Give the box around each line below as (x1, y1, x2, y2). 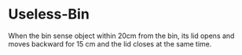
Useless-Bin (8, 5, 90, 23)
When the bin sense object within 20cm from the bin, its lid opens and (8, 31, 235, 40)
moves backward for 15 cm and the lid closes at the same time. (8, 39, 212, 48)
